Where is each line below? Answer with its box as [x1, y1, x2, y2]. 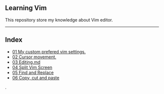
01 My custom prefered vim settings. [12, 48, 86, 54]
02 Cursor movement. [12, 54, 57, 60]
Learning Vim [5, 4, 47, 12]
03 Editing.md [12, 59, 41, 65]
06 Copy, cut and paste [12, 74, 60, 80]
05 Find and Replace [12, 70, 54, 75]
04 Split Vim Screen [12, 64, 53, 70]
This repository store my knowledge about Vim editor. [5, 17, 113, 23]
